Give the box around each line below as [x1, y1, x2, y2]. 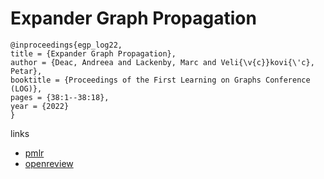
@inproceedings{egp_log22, [10, 40, 123, 50]
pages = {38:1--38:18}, [10, 92, 110, 102]
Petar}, [10, 66, 43, 76]
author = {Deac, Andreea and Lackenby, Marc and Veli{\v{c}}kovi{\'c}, [10, 57, 315, 67]
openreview [24, 157, 74, 169]
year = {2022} [10, 101, 70, 111]
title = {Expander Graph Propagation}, [10, 48, 177, 59]
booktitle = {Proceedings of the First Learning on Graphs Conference [10, 75, 311, 85]
